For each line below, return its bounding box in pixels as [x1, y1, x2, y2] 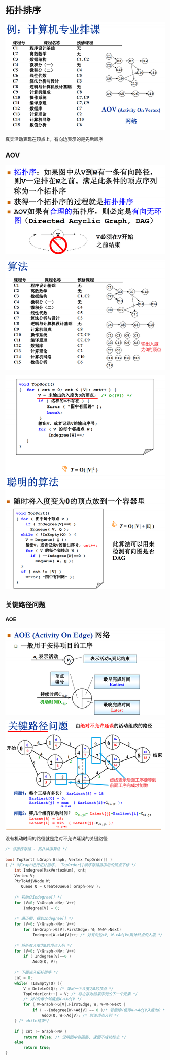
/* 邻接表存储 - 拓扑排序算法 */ [5, 846, 67, 851]
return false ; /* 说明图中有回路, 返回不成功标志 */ [23, 1035, 127, 1040]
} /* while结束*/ [14, 1018, 50, 1023]
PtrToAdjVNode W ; [14, 879, 51, 884]
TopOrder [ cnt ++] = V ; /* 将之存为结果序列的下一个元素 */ [23, 991, 138, 996]
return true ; [23, 1045, 51, 1050]
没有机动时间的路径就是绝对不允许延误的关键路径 [5, 835, 108, 841]
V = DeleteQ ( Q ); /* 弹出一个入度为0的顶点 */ [23, 986, 114, 991]
